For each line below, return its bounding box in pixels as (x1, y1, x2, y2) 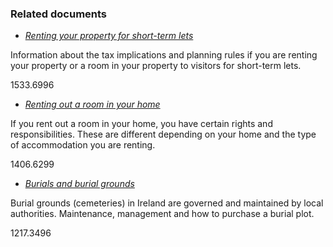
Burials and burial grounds (24, 178, 135, 190)
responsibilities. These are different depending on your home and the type (10, 128, 317, 141)
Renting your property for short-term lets (24, 30, 194, 42)
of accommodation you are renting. (10, 139, 156, 151)
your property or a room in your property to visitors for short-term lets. (10, 60, 302, 72)
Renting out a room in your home (24, 98, 161, 111)
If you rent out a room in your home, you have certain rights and (10, 118, 273, 130)
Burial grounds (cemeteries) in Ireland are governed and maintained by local (10, 197, 324, 209)
